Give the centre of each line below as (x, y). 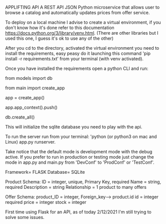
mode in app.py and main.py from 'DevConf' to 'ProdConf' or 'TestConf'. (80, 162)
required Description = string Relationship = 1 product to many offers (76, 187)
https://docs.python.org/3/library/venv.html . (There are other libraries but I (82, 33)
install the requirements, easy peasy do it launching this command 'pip (78, 53)
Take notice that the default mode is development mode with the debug (79, 152)
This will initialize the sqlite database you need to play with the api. (74, 127)
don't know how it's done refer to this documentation (60, 28)
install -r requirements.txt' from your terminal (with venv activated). (74, 59)
